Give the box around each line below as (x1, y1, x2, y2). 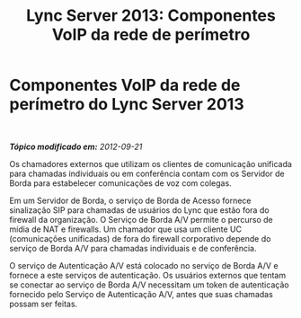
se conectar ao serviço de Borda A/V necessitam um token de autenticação (9, 279, 289, 290)
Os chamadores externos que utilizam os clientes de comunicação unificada (9, 158, 292, 169)
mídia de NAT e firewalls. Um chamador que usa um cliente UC (9, 224, 243, 234)
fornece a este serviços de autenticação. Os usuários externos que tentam (9, 269, 286, 280)
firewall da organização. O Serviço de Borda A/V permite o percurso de (9, 214, 274, 225)
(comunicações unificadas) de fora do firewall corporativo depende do (9, 233, 271, 243)
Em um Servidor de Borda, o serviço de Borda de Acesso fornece (9, 195, 252, 206)
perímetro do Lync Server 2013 (9, 94, 244, 115)
